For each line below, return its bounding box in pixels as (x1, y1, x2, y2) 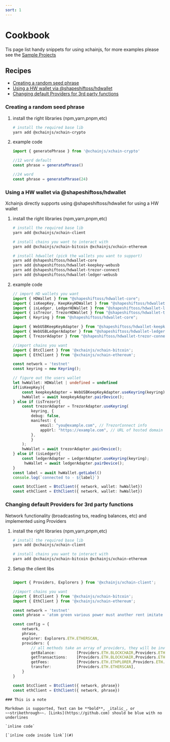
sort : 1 (5, 7, 22, 13)
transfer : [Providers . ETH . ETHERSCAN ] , (31, 665, 136, 670)
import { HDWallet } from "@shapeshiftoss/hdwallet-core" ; (12, 296, 141, 301)
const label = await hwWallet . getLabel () (12, 470, 102, 475)
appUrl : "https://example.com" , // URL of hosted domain (40, 428, 163, 433)
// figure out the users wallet (12, 376, 81, 381)
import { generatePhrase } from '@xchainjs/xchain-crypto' (12, 149, 141, 154)
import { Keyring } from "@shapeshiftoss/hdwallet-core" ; (12, 315, 138, 320)
